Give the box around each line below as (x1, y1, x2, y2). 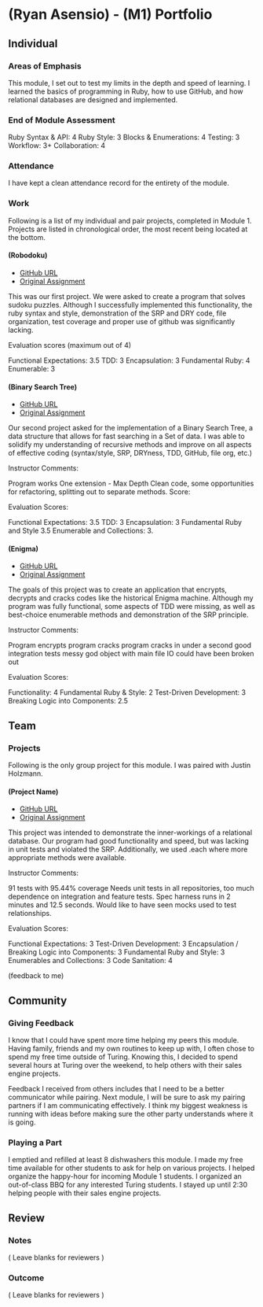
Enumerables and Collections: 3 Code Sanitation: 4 (8, 956, 173, 965)
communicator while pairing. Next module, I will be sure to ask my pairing (8, 1092, 246, 1102)
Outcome (8, 1272, 45, 1283)
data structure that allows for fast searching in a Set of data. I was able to (8, 431, 245, 441)
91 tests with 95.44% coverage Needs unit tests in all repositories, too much (8, 884, 255, 893)
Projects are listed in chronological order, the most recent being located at (8, 224, 248, 234)
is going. (8, 1117, 36, 1127)
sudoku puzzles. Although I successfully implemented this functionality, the (8, 300, 253, 309)
